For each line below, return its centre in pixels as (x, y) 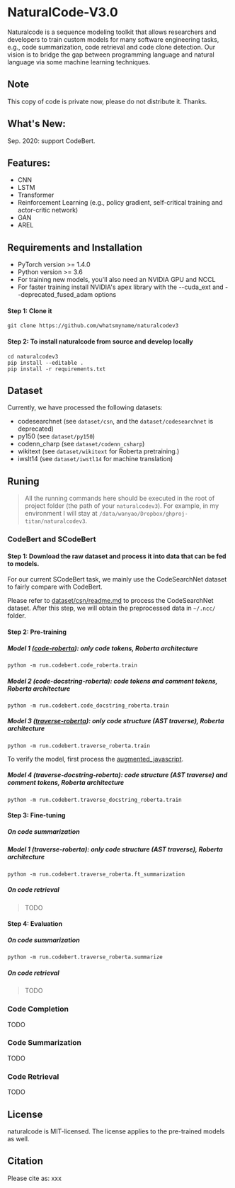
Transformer (36, 195)
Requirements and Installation (75, 248)
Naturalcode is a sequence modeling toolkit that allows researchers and (112, 32)
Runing (23, 481)
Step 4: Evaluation (35, 924)
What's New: (36, 124)
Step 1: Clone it (30, 311)
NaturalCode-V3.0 (63, 12)
